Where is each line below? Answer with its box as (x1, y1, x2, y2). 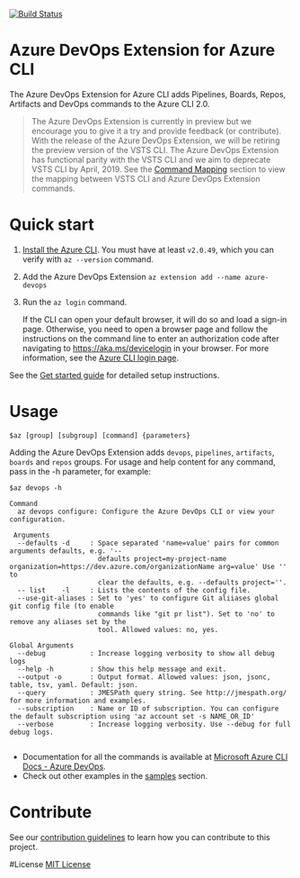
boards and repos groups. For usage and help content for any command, (9, 456, 276, 467)
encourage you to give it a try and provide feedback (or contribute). (31, 125, 282, 136)
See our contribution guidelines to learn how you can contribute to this (9, 831, 271, 842)
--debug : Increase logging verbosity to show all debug (17, 648, 276, 657)
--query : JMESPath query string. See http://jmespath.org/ (17, 688, 287, 697)
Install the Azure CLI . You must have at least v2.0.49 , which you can (22, 244, 274, 255)
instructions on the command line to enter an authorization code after (22, 333, 280, 344)
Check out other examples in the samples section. (22, 770, 208, 781)
